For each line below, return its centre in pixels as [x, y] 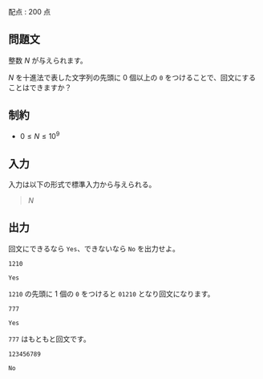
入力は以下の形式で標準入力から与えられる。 [82, 185]
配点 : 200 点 [30, 12]
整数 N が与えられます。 [48, 60]
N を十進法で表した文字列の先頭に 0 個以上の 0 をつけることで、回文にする [132, 77]
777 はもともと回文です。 [49, 339]
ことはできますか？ [40, 88]
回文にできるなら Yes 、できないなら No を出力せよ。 [94, 248]
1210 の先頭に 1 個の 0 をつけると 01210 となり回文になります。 [111, 293]
